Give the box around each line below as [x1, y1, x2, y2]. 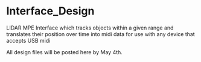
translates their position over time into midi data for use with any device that [6, 30, 195, 37]
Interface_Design [6, 4, 95, 18]
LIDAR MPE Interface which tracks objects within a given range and [6, 24, 174, 31]
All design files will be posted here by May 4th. [6, 48, 123, 55]
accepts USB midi [6, 37, 51, 44]
